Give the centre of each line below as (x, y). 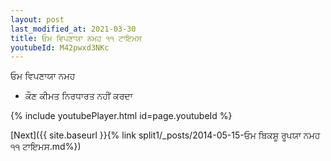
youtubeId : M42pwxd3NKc (60, 47)
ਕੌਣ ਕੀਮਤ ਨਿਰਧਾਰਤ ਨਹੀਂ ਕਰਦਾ (78, 96)
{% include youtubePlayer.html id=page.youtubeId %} (121, 116)
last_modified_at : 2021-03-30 (73, 29)
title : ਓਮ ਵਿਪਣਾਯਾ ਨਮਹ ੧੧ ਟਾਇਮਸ (76, 38)
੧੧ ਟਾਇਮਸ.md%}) (46, 147)
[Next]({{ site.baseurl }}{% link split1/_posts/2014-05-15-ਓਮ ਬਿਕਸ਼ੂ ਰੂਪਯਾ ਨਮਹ (165, 135)
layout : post (37, 19)
